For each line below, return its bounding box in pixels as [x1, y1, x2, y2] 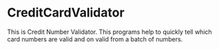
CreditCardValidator [7, 5, 125, 21]
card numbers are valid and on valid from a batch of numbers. [7, 35, 183, 43]
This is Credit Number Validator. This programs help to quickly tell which [7, 28, 212, 36]
